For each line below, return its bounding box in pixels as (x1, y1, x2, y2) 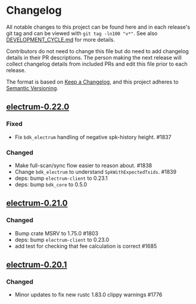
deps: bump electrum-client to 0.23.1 (14, 174, 108, 182)
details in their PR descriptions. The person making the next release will (6, 54, 182, 61)
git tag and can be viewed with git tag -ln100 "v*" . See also (6, 29, 158, 36)
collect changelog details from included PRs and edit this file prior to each (6, 60, 188, 67)
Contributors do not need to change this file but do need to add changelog (6, 47, 189, 54)
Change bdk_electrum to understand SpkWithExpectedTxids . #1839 (14, 168, 177, 175)
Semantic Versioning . (6, 84, 58, 91)
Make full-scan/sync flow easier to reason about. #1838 (14, 162, 153, 169)
